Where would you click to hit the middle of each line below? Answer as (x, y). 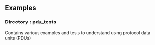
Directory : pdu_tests (31, 22)
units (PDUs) (18, 38)
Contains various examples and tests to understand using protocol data (78, 33)
